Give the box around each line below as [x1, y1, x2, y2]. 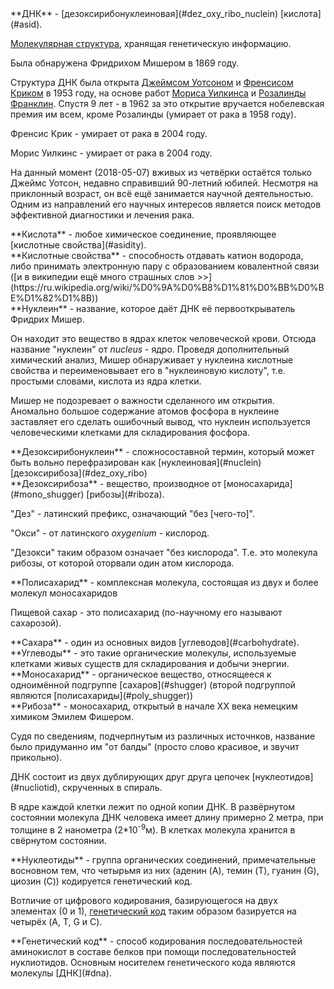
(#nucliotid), [10, 782, 61, 793]
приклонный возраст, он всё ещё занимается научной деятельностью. [10, 188, 314, 199]
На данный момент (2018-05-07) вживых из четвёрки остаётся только [10, 167, 312, 178]
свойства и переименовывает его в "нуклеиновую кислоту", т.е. [10, 365, 286, 376]
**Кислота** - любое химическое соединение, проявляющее [10, 228, 277, 240]
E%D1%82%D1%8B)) [10, 292, 99, 304]
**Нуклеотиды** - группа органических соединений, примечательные [10, 853, 317, 866]
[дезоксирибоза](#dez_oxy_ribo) [10, 467, 148, 479]
